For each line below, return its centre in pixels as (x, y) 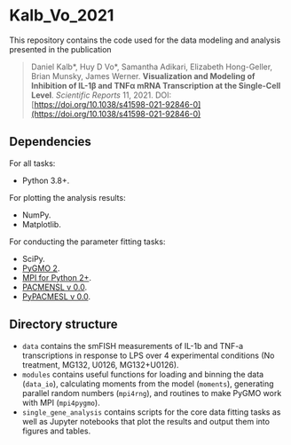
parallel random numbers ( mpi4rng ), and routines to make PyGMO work (152, 393)
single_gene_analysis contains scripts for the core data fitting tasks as (151, 412)
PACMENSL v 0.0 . (55, 287)
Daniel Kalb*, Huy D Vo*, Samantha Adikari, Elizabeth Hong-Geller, (152, 67)
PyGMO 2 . (41, 268)
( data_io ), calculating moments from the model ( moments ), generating (148, 384)
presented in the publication (61, 49)
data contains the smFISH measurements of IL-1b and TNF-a (133, 346)
